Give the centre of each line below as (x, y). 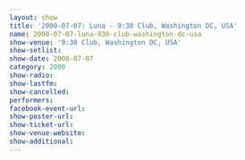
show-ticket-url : (42, 125)
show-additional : (42, 141)
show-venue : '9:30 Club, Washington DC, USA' (95, 42)
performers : (31, 100)
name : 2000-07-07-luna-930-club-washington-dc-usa (106, 34)
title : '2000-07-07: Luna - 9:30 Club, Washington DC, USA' (124, 26)
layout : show (34, 17)
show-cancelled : (39, 92)
